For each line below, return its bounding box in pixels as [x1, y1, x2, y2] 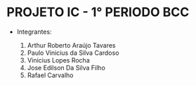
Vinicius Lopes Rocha [27, 55, 91, 64]
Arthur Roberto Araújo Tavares [27, 41, 116, 49]
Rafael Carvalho [27, 71, 74, 79]
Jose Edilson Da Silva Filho [27, 63, 106, 72]
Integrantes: [16, 27, 52, 36]
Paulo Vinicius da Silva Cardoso [27, 48, 119, 57]
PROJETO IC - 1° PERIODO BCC [6, 4, 190, 20]
